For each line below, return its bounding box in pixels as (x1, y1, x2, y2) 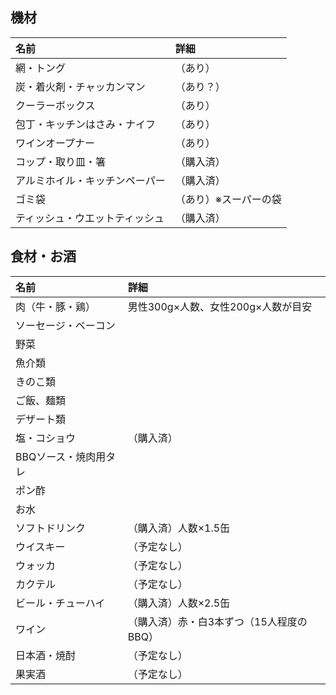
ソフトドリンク (15, 521, 87, 535)
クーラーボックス (15, 98, 96, 112)
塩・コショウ (15, 431, 77, 445)
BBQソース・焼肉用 (15, 449, 107, 463)
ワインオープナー (15, 136, 96, 150)
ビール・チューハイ (15, 596, 106, 610)
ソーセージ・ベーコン (15, 318, 116, 332)
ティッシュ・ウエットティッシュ (15, 211, 165, 225)
